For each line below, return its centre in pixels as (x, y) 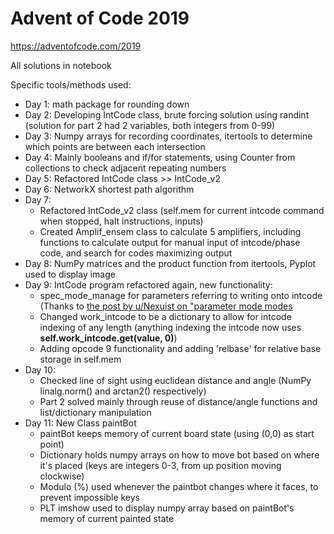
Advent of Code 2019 (100, 18)
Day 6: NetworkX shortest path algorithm (109, 189)
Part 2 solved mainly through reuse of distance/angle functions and (178, 401)
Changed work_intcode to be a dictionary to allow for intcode (165, 316)
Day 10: (40, 369)
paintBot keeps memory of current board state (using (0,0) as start (177, 433)
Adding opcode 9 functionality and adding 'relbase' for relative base (180, 348)
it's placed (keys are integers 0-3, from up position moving (160, 465)
